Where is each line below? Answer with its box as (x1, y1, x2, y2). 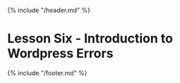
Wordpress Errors (7, 46, 114, 62)
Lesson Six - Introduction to (7, 31, 173, 46)
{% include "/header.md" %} (7, 6, 90, 14)
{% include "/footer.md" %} (7, 68, 88, 77)
